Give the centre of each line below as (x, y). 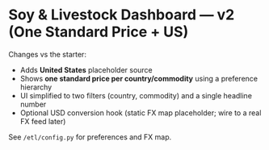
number (33, 104)
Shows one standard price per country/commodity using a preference (139, 78)
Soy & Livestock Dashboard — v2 (122, 15)
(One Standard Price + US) (99, 32)
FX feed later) (43, 121)
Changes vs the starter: (48, 54)
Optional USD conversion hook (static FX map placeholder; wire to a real (141, 112)
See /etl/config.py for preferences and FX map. (90, 137)
